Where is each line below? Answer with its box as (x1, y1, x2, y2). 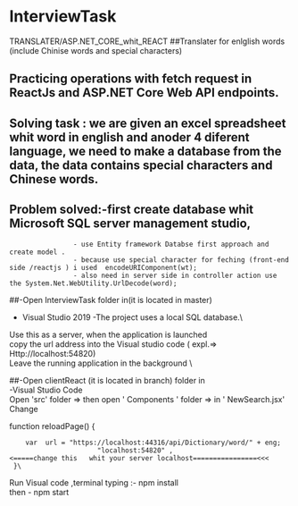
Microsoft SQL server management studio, (9, 216, 252, 232)
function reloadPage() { (9, 420, 95, 431)
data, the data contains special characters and (9, 157, 273, 173)
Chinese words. (9, 172, 99, 187)
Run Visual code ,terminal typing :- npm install (9, 476, 178, 488)
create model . (9, 248, 66, 257)
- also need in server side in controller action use (72, 271, 277, 280)
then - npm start (9, 486, 70, 497)
